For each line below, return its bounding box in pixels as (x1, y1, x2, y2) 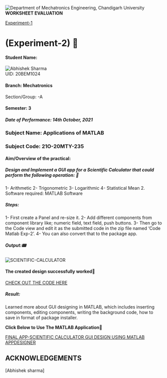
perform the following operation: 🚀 (5, 172, 79, 178)
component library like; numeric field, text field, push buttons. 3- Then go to (5, 219, 162, 226)
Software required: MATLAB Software (5, 190, 83, 196)
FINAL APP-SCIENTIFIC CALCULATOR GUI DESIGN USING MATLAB (5, 334, 145, 340)
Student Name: (5, 54, 38, 60)
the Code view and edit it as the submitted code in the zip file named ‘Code (5, 225, 161, 231)
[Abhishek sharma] (5, 367, 45, 373)
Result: (5, 291, 21, 297)
